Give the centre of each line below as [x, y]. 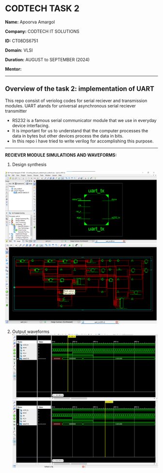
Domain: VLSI [19, 50]
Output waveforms [31, 332]
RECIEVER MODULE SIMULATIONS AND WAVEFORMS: [61, 155]
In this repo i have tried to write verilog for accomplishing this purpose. [83, 141]
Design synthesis [29, 164]
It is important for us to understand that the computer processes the [80, 131]
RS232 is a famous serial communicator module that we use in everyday [84, 120]
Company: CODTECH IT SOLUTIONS [42, 31]
